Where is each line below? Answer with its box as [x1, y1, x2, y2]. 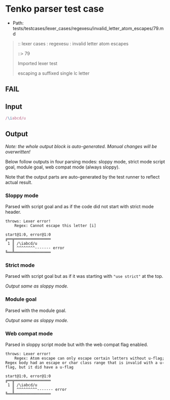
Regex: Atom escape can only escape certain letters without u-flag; [14, 356, 165, 361]
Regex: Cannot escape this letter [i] [14, 223, 96, 228]
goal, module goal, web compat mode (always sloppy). [5, 164, 120, 170]
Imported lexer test [17, 60, 57, 66]
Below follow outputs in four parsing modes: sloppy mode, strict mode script [5, 158, 165, 164]
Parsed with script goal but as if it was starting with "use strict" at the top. [5, 273, 163, 279]
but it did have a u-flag [18, 365, 74, 370]
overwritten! [5, 149, 30, 155]
